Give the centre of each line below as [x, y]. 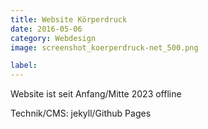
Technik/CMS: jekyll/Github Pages [81, 113]
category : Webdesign [53, 38]
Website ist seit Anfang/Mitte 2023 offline [96, 94]
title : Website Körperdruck [69, 19]
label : [24, 66]
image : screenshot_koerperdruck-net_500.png [104, 47]
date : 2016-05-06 [46, 29]
